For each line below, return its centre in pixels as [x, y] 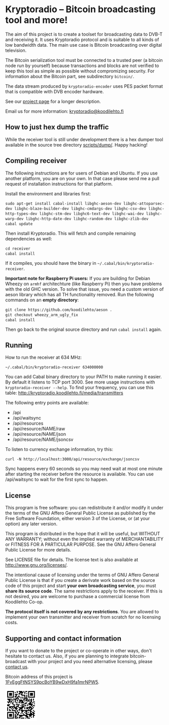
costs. [12, 623]
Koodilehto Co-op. [25, 602]
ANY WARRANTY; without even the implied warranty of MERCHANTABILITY [84, 539]
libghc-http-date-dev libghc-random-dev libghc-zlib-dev [87, 219]
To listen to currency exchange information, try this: [59, 450]
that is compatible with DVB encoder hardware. [55, 91]
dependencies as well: [29, 238]
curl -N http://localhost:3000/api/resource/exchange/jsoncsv [72, 459]
